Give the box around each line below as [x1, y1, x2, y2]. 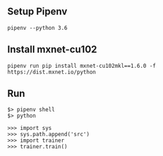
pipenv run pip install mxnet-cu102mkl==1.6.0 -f [7, 62, 157, 69]
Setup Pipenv [7, 6, 68, 18]
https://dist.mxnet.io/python [7, 68, 97, 76]
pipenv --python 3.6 [7, 24, 68, 31]
